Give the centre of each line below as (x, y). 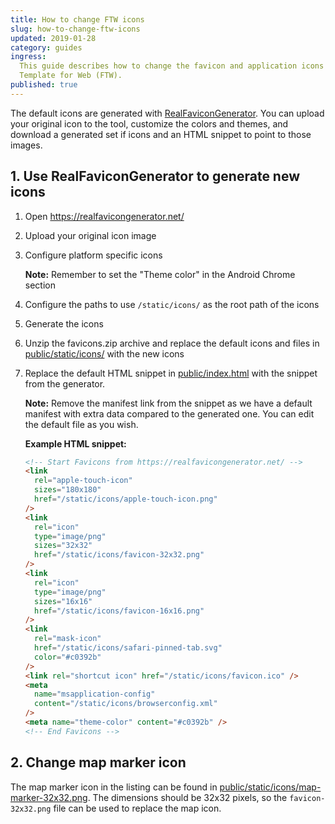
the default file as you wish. (81, 424)
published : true (44, 85)
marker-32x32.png (49, 797)
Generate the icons (64, 323)
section (40, 285)
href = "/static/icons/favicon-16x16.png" (119, 611)
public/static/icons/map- (270, 787)
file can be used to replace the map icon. (137, 808)
